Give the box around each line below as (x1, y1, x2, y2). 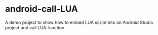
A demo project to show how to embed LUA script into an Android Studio (5, 19, 153, 25)
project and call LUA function (5, 24, 65, 30)
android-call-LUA (5, 3, 78, 15)
